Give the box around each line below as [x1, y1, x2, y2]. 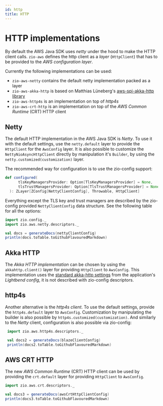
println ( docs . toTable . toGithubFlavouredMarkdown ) [5, 235, 108, 240]
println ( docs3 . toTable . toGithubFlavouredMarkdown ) [5, 397, 110, 402]
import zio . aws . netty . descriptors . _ [5, 222, 79, 227]
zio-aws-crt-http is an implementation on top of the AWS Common [12, 104, 147, 109]
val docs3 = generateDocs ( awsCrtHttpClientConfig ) [5, 392, 110, 397]
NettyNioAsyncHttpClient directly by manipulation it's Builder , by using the [5, 151, 155, 157]
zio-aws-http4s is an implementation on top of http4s [12, 98, 119, 105]
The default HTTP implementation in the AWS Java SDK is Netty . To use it [5, 136, 152, 141]
